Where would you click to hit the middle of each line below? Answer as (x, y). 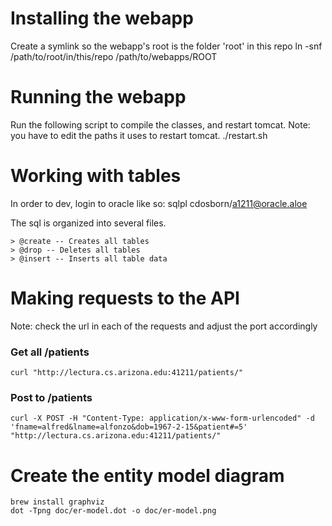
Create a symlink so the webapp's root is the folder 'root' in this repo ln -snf (166, 46)
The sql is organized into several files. (88, 223)
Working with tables (96, 176)
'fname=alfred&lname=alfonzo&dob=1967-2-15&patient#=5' (129, 427)
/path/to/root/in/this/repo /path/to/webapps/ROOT (114, 56)
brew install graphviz (57, 502)
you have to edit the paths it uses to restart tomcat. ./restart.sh (139, 135)
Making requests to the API (125, 298)
